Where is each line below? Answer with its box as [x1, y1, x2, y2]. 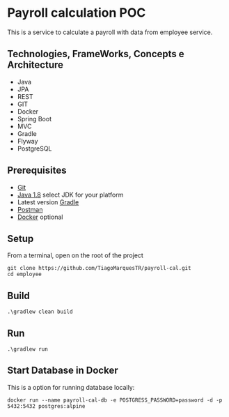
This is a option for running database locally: [7, 383, 135, 391]
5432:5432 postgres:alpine [7, 402, 86, 409]
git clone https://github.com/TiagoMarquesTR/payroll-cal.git [7, 265, 191, 272]
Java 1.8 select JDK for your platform [17, 190, 124, 199]
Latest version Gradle [17, 197, 79, 206]
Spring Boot [17, 114, 52, 123]
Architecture [7, 59, 64, 71]
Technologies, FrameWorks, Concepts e [7, 48, 184, 60]
